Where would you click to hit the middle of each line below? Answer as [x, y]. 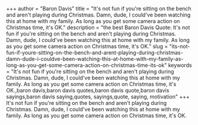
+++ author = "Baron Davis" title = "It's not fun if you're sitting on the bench [99, 9]
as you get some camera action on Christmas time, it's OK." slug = [87, 46]
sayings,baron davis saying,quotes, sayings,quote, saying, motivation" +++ [98, 97]
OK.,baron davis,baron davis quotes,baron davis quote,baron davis [88, 90]
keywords [180, 65]
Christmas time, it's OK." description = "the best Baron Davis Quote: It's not [98, 27]
